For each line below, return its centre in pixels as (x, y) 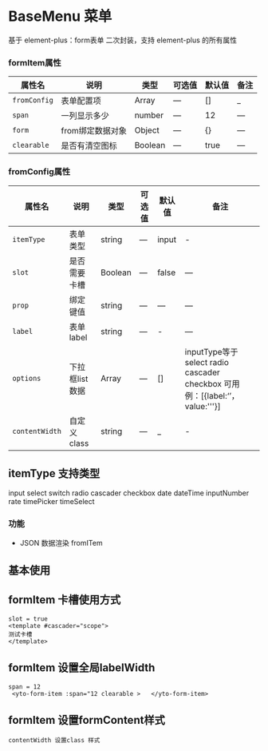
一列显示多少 (85, 116)
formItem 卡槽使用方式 (65, 600)
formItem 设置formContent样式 (87, 720)
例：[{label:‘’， (212, 395)
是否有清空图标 (89, 146)
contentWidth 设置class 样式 (54, 741)
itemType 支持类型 (54, 473)
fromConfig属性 (39, 172)
